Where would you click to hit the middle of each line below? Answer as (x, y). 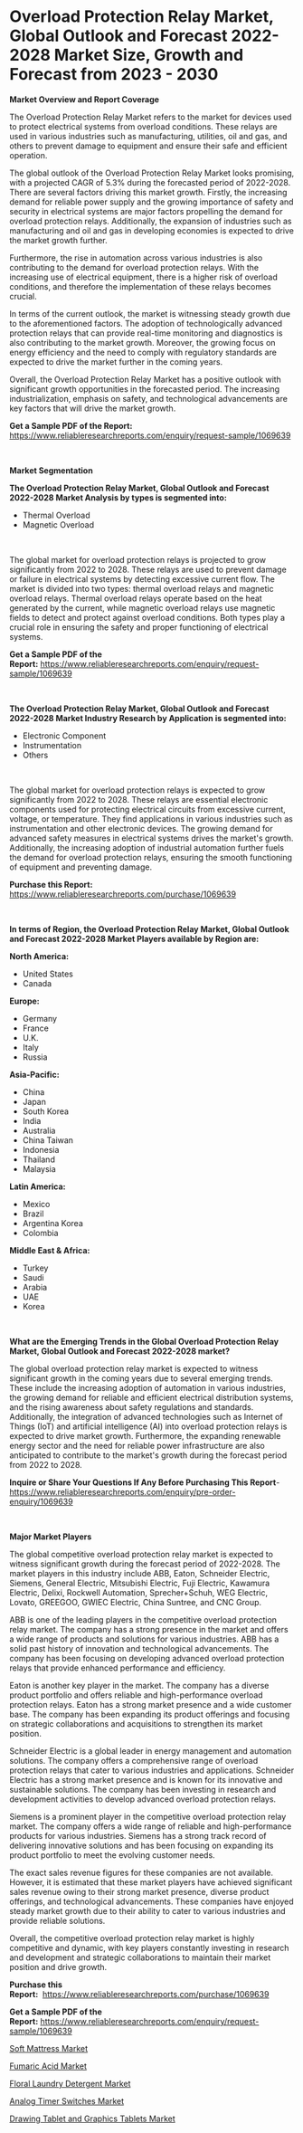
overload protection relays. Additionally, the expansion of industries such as (151, 221)
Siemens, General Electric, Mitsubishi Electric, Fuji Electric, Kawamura (140, 1583)
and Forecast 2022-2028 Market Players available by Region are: (134, 938)
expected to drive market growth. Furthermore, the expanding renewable (145, 1435)
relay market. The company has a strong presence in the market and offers (149, 1629)
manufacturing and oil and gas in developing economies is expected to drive (151, 230)
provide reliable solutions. (57, 1920)
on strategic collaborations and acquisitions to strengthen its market (136, 1724)
